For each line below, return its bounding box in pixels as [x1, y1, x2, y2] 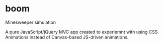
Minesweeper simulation [5, 19, 56, 25]
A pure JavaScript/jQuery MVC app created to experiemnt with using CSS [5, 29, 158, 35]
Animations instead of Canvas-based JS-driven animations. [5, 34, 129, 40]
